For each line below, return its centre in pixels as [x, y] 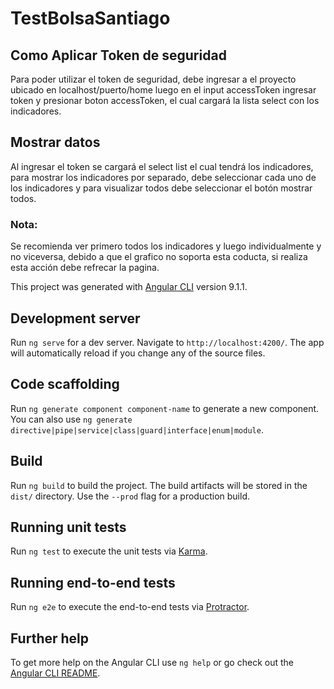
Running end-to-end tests [93, 582]
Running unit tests [68, 527]
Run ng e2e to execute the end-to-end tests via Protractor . [130, 607]
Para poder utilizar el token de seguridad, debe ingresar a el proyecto [153, 79]
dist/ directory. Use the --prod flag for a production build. [130, 496]
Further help [50, 638]
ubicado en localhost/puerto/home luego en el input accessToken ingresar [163, 90]
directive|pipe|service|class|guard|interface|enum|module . [137, 429]
